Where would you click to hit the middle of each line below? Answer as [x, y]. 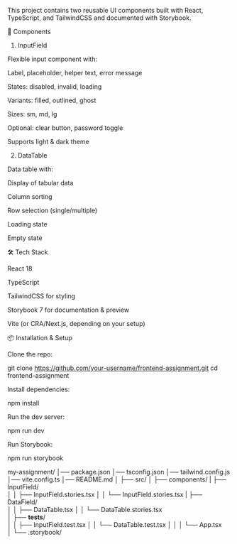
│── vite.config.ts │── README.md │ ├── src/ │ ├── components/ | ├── [117, 479]
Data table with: [30, 169]
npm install [23, 403]
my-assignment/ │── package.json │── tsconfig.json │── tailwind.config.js [119, 472]
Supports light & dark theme [49, 142]
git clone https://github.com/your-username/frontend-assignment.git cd [112, 368]
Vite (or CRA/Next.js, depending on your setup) [76, 323]
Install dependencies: [39, 389]
